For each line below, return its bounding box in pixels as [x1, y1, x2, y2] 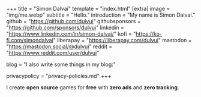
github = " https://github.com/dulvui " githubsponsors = [6, 18, 141, 24]
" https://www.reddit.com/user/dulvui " [6, 49, 100, 56]
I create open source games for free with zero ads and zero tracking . [6, 84, 179, 91]
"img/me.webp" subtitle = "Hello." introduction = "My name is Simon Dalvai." [6, 11, 196, 18]
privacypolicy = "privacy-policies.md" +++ [6, 73, 112, 79]
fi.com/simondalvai [6, 37, 53, 43]
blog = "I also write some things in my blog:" [6, 61, 116, 68]
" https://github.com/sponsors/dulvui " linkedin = [6, 24, 124, 31]
